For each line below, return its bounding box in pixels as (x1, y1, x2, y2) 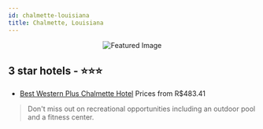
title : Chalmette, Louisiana (8, 19, 104, 27)
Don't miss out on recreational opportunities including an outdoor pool (27, 104, 256, 114)
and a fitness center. (27, 112, 94, 122)
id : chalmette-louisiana (8, 11, 90, 20)
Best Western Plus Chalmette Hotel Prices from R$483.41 (19, 89, 206, 98)
